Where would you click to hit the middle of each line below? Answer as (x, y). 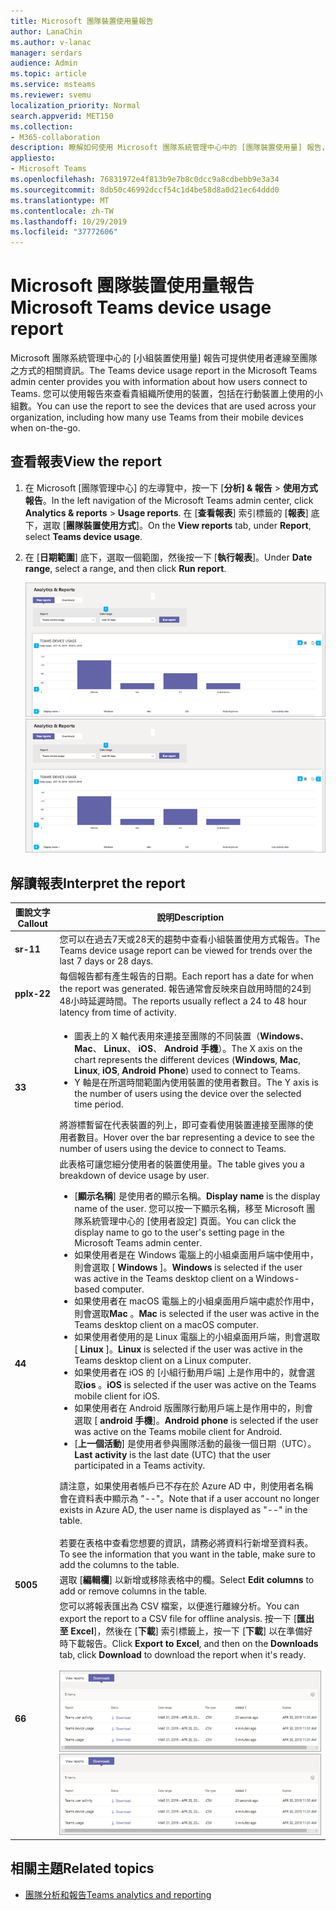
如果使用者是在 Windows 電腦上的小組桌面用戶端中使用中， (196, 1254)
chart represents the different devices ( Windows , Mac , (187, 1060)
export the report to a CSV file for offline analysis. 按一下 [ (178, 1619)
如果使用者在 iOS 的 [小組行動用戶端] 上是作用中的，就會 (190, 1372)
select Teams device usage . (83, 536)
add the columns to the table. (119, 1564)
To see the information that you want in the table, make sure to (187, 1554)
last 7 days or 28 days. (106, 961)
